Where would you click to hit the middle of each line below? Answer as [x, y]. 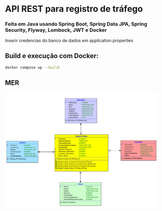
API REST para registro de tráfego [74, 9]
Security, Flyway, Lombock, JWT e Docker [56, 30]
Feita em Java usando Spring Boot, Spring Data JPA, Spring [76, 24]
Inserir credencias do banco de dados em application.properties [69, 41]
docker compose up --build [32, 68]
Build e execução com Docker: [52, 56]
